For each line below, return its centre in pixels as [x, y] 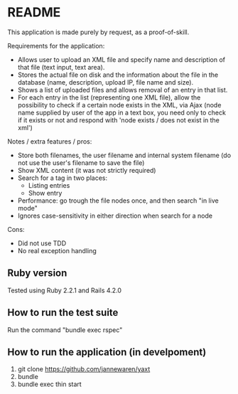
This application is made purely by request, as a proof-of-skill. [98, 32]
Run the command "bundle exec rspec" [65, 330]
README [34, 12]
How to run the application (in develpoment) [107, 352]
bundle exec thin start [49, 384]
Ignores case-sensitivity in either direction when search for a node [115, 215]
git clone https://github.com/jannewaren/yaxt [84, 369]
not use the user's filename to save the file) [81, 163]
